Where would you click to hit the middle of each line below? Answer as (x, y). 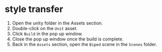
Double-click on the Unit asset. (45, 28)
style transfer (34, 9)
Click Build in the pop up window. (47, 33)
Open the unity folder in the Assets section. (57, 23)
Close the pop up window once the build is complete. (68, 39)
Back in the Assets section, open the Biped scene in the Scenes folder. (85, 44)
